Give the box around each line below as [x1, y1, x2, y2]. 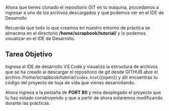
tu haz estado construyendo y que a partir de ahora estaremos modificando [5, 94, 163, 100]
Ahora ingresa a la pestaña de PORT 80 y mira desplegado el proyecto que [5, 89, 161, 95]
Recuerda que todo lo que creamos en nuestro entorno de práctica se [5, 25, 150, 31]
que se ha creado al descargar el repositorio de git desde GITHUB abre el [5, 69, 158, 75]
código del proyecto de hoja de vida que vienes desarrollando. [5, 79, 135, 85]
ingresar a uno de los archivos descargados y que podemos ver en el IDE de [5, 10, 164, 16]
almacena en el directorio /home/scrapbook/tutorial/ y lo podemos [5, 30, 146, 36]
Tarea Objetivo [5, 50, 52, 59]
